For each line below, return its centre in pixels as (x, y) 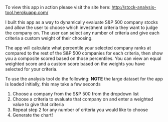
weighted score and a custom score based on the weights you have (75, 64)
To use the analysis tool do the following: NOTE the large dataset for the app (84, 79)
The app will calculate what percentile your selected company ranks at (78, 48)
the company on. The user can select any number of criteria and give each (82, 33)
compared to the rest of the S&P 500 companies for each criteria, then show (84, 53)
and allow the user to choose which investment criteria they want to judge (81, 27)
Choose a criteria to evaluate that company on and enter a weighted (83, 99)
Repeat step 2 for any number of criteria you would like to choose (80, 110)
